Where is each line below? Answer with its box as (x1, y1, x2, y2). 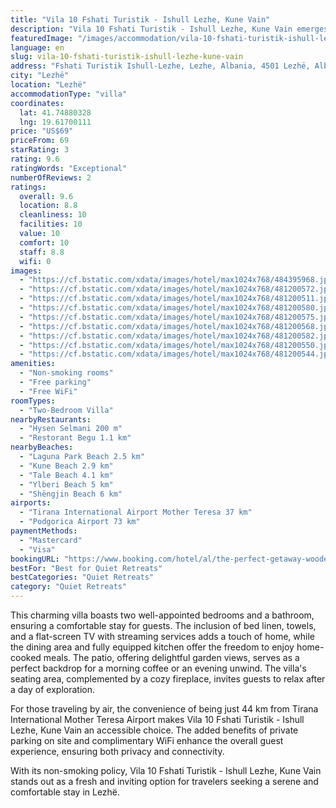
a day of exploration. (10, 684, 95, 695)
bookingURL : (10, 554, 60, 564)
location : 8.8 (19, 201, 78, 211)
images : (10, 266, 43, 276)
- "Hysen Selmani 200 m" (19, 424, 123, 434)
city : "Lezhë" (10, 71, 70, 81)
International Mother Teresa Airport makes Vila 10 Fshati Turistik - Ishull (10, 714, 305, 725)
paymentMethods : (10, 526, 78, 536)
